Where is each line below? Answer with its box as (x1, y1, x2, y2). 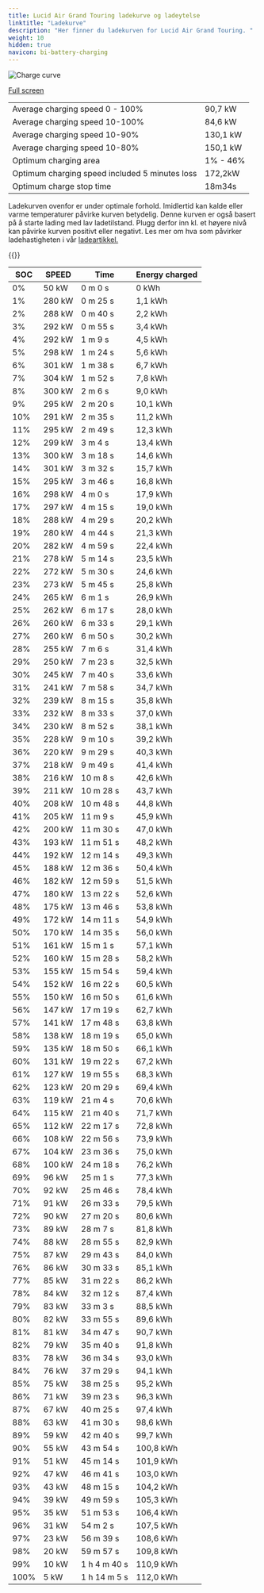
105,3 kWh (136, 1495, 178, 1505)
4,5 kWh (136, 334, 168, 345)
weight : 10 (8, 33, 44, 42)
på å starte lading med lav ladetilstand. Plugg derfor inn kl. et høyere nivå (8, 218, 247, 227)
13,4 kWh (136, 437, 173, 448)
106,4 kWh (136, 1507, 178, 1518)
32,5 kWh (136, 656, 173, 667)
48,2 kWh (136, 837, 173, 847)
